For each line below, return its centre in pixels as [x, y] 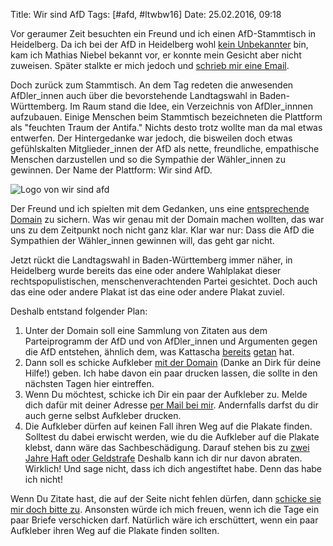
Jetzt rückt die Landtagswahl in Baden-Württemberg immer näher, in [151, 260]
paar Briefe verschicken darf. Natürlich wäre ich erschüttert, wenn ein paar [164, 520]
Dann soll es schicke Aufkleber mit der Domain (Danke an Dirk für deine [173, 362]
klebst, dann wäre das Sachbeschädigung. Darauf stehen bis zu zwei [167, 447]
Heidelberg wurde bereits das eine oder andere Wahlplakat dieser [146, 270]
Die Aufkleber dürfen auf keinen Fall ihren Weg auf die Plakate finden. [168, 426]
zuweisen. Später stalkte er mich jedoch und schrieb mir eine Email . [150, 65]
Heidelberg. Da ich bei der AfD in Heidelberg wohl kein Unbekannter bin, [159, 44]
